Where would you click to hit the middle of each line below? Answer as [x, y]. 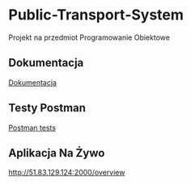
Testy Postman [47, 108]
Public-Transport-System [96, 15]
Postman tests [32, 127]
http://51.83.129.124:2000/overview [67, 173]
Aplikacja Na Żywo [57, 153]
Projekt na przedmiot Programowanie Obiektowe [89, 37]
